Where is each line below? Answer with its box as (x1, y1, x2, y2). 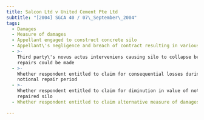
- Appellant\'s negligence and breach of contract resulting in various (12, 43, 200, 49)
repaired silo (17, 93, 53, 99)
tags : (6, 20, 20, 26)
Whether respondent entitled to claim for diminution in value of (17, 88, 189, 94)
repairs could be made (17, 59, 75, 65)
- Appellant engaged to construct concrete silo (12, 37, 137, 43)
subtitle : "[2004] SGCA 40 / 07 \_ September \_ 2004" (6, 15, 137, 21)
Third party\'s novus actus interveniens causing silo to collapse (17, 54, 191, 60)
